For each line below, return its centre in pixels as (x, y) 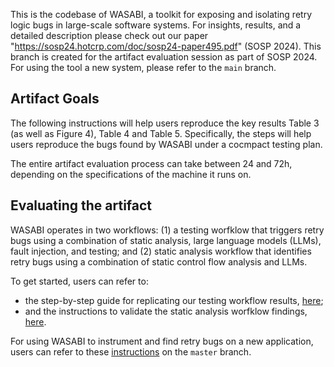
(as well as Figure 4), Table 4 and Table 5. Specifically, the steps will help (161, 133)
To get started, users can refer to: (79, 281)
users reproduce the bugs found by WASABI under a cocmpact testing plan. (166, 144)
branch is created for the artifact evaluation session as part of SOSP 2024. (164, 57)
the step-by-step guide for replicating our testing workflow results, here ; (174, 300)
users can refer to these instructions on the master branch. (131, 351)
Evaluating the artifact (81, 205)
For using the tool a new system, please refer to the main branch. (143, 67)
